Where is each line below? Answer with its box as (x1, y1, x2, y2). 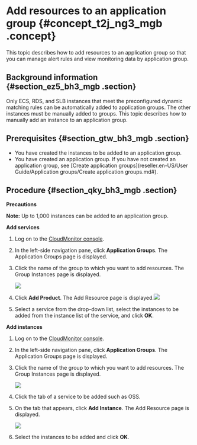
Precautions (6, 201, 37, 208)
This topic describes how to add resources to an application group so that (6, 49, 186, 56)
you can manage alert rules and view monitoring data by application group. (6, 55, 189, 62)
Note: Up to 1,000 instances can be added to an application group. (6, 212, 169, 220)
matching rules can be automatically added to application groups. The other (6, 104, 191, 111)
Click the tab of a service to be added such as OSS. (14, 393, 141, 401)
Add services (6, 224, 40, 231)
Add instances (6, 324, 43, 331)
